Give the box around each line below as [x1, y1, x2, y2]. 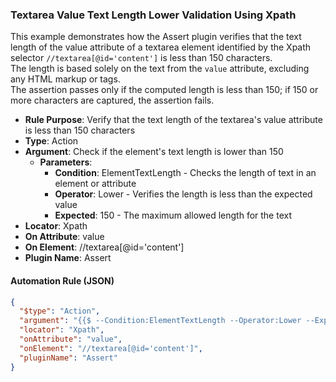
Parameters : [39, 156, 93, 168]
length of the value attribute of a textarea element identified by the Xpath [10, 41, 312, 53]
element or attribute [54, 178, 137, 190]
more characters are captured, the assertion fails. [10, 94, 215, 107]
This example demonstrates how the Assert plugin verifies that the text [10, 31, 302, 43]
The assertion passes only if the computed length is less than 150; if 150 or [10, 84, 319, 96]
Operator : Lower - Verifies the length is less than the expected [54, 188, 313, 200]
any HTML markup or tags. [10, 73, 121, 85]
